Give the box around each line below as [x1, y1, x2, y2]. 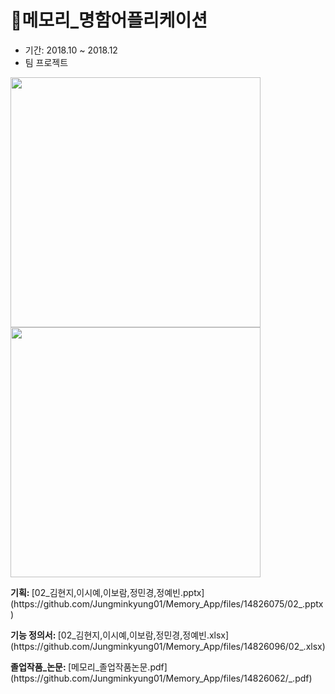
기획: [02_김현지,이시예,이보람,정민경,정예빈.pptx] [10, 586, 205, 598]
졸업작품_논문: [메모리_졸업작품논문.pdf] [10, 661, 168, 673]
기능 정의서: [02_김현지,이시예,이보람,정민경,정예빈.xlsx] [10, 629, 230, 641]
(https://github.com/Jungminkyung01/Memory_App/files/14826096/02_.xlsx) [10, 640, 326, 652]
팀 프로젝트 [24, 56, 69, 68]
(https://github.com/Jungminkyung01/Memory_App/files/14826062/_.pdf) [10, 672, 313, 684]
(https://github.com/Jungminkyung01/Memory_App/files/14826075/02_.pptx [10, 597, 324, 610]
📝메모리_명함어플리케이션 [10, 9, 208, 32]
